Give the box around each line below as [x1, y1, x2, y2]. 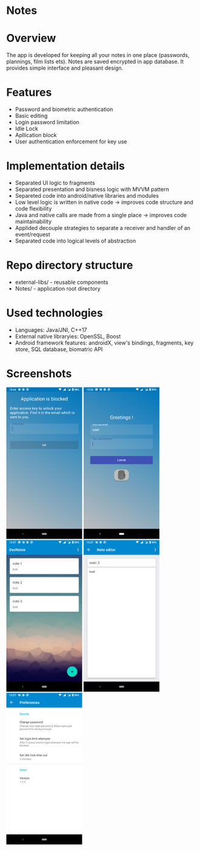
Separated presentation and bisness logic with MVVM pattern [15, 186, 170, 193]
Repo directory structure [6, 258, 133, 272]
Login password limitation [15, 119, 80, 126]
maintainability [15, 218, 52, 225]
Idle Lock [15, 125, 38, 132]
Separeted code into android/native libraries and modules [15, 192, 159, 199]
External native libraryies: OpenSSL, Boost [15, 332, 121, 340]
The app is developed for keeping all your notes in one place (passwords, [6, 52, 190, 59]
